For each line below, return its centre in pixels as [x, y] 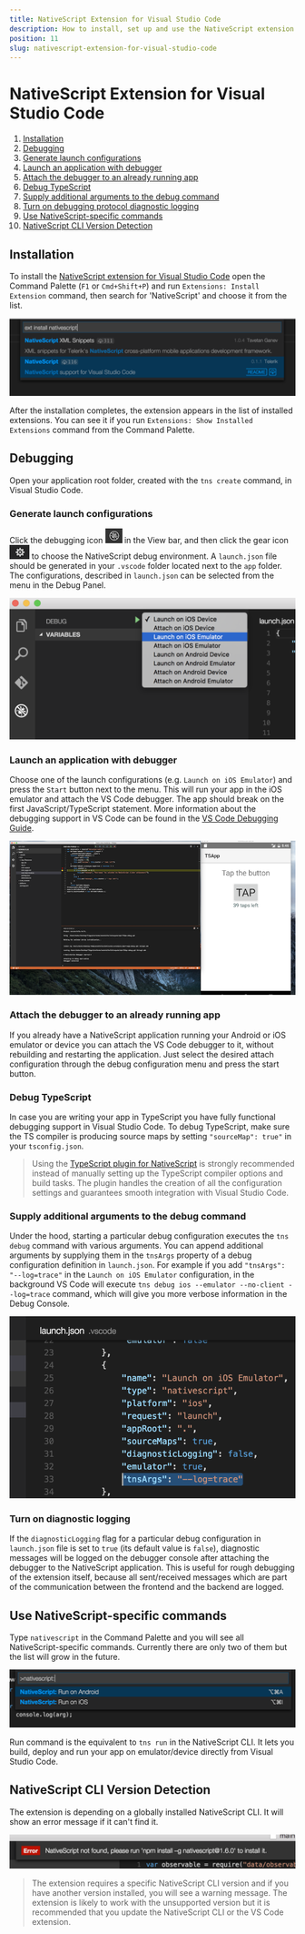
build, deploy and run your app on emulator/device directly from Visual [142, 1751]
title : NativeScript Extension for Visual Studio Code [115, 19]
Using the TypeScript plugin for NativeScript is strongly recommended [163, 1164]
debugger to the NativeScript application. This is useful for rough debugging [152, 1568]
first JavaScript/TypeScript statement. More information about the [133, 809]
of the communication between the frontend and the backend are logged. [147, 1587]
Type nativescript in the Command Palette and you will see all [127, 1637]
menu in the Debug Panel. [58, 585]
